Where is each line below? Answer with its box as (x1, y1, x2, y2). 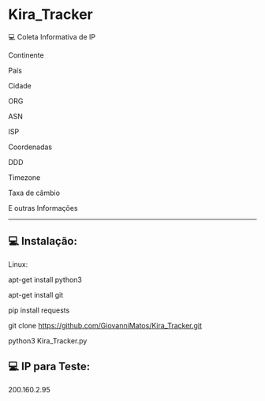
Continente (8, 50, 45, 60)
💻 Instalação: (8, 234, 77, 248)
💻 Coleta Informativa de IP (8, 32, 96, 41)
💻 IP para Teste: (8, 360, 91, 373)
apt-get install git (8, 290, 64, 299)
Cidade (8, 81, 32, 90)
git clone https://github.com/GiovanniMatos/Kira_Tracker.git (8, 320, 203, 330)
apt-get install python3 (8, 275, 83, 284)
